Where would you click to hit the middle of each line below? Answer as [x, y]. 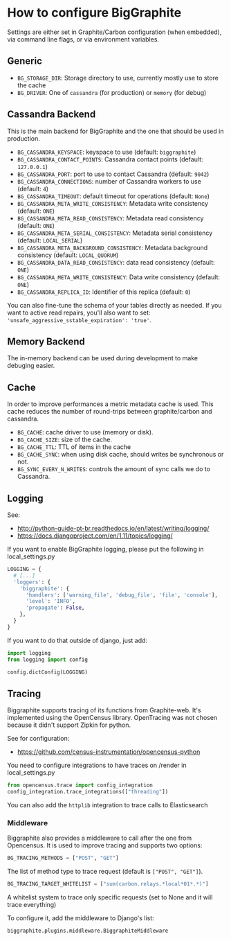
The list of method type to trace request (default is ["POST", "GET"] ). [105, 872]
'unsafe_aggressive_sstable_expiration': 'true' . [80, 319]
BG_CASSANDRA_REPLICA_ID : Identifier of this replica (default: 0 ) [104, 292]
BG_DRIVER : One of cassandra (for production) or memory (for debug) [112, 92]
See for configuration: [38, 739]
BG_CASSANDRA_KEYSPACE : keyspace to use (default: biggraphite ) [107, 152]
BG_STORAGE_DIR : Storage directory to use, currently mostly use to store [118, 78]
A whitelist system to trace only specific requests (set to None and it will [110, 897]
